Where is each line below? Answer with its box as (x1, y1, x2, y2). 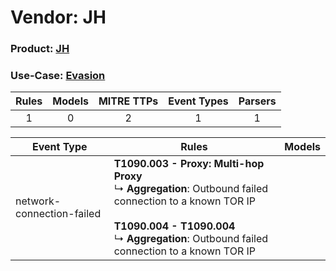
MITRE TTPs (98, 94, 159, 108)
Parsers (238, 94, 277, 108)
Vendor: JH (10, 6, 107, 29)
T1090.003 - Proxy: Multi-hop (113, 157, 265, 171)
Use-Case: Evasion (10, 69, 106, 83)
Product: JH (10, 42, 70, 56)
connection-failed (15, 207, 102, 221)
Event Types (168, 94, 229, 108)
